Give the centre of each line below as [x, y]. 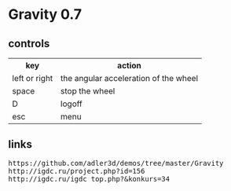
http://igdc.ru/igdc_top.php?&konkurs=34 [89, 179]
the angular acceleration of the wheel [129, 78]
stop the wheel [88, 91]
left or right [33, 78]
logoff [71, 104]
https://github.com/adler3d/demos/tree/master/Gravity [116, 163]
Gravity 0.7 [45, 15]
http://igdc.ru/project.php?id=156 [77, 171]
